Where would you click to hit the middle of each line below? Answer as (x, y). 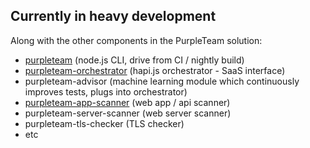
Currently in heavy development (113, 16)
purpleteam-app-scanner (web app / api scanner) (127, 102)
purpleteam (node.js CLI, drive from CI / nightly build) (134, 60)
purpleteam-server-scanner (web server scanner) (128, 113)
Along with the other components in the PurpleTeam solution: (136, 40)
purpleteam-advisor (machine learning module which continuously (162, 81)
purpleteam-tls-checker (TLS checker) (104, 123)
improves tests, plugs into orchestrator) (106, 91)
